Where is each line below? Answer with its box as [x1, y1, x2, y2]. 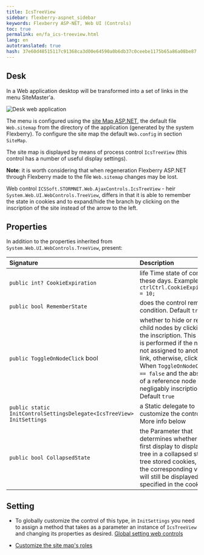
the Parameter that [139, 427, 193, 435]
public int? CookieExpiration [9, 280, 97, 286]
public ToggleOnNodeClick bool [9, 354, 98, 362]
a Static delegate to [139, 402, 195, 410]
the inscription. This [139, 331, 196, 340]
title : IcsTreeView [6, 9, 56, 15]
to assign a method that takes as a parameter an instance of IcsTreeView [15, 523, 197, 531]
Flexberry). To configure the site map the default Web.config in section [6, 130, 182, 137]
